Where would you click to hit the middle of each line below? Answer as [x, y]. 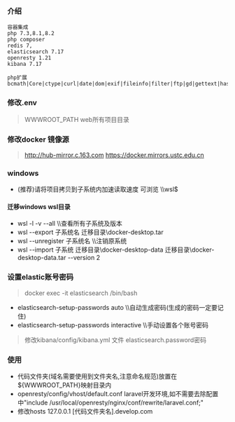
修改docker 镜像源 [38, 139]
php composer [26, 40]
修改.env [22, 103]
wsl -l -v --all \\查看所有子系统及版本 [70, 224]
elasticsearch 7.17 [36, 52]
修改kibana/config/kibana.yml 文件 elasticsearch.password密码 [115, 340]
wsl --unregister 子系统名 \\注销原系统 [72, 241]
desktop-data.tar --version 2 [58, 258]
